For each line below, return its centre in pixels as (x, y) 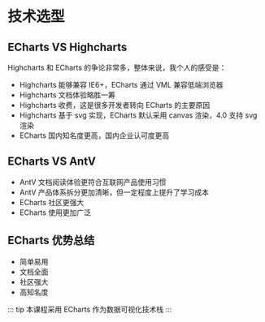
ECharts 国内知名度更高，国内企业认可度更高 (94, 135)
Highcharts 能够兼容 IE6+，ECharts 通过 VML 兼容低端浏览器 (122, 85)
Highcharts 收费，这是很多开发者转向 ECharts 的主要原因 (115, 105)
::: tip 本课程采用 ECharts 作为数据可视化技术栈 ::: (90, 309)
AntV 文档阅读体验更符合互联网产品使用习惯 (93, 182)
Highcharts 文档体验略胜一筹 (67, 95)
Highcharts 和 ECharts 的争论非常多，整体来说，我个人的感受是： (117, 67)
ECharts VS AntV (52, 162)
